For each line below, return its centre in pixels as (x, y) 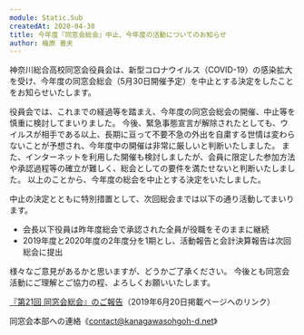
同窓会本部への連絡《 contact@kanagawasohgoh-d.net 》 (113, 321)
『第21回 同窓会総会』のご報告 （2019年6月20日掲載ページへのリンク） (142, 302)
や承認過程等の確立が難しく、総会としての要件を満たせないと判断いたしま (148, 168)
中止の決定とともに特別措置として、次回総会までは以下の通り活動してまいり (152, 199)
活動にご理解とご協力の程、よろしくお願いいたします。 (113, 282)
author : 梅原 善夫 (42, 43)
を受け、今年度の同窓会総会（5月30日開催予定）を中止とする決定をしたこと (152, 81)
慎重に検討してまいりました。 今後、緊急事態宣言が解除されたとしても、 (145, 123)
